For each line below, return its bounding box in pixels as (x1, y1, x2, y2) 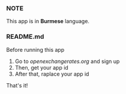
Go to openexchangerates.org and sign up (14, 58, 120, 65)
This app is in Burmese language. (6, 18, 90, 25)
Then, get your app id (14, 64, 69, 71)
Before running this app (6, 46, 65, 53)
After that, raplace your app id (14, 70, 89, 77)
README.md (6, 33, 44, 41)
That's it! (6, 82, 28, 89)
